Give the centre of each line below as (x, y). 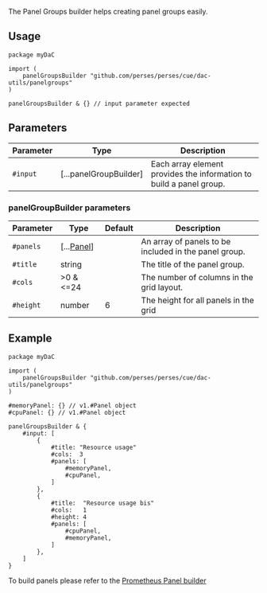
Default (119, 228)
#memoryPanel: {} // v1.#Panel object (72, 405)
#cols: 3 (67, 454)
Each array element (187, 164)
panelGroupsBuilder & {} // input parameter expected (99, 103)
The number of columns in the (197, 277)
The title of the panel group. (193, 264)
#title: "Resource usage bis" (103, 503)
